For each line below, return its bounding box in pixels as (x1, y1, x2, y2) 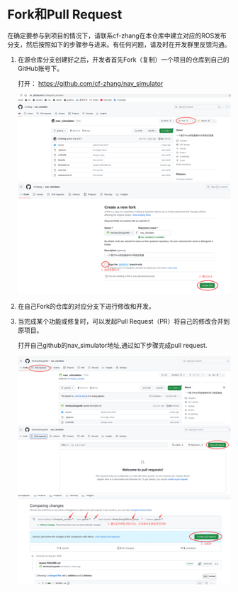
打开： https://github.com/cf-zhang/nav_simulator (17, 79, 164, 87)
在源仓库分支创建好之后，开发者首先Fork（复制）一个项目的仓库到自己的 (17, 55, 230, 64)
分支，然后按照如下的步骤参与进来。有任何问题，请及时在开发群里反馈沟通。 (7, 40, 231, 48)
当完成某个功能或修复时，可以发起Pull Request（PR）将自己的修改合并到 (17, 317, 230, 326)
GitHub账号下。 (17, 64, 64, 72)
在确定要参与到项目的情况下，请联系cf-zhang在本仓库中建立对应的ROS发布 (7, 31, 227, 40)
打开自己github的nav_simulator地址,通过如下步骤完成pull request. (17, 341, 208, 350)
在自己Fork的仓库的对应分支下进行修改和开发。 (17, 302, 156, 311)
